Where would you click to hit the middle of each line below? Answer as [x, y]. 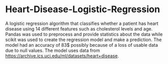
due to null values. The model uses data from [53, 50]
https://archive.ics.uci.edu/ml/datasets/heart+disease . [62, 56]
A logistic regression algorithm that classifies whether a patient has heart [82, 23]
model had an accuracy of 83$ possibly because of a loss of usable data [82, 45]
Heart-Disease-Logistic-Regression [83, 9]
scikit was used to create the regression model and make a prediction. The [83, 40]
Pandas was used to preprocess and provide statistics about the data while [84, 34]
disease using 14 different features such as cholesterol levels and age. [79, 28]
